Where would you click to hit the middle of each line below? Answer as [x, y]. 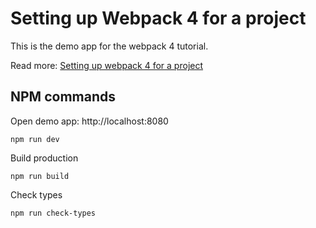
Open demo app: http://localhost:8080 [89, 121]
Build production [44, 158]
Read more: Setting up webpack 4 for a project [107, 65]
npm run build [40, 176]
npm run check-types [53, 213]
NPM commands [63, 97]
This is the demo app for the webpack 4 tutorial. [109, 46]
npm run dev [35, 139]
